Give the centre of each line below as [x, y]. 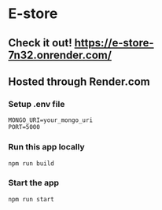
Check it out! [40, 43]
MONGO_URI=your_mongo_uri [50, 120]
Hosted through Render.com [79, 81]
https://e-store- [114, 43]
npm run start [31, 199]
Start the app [34, 183]
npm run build [31, 163]
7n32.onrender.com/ [60, 55]
